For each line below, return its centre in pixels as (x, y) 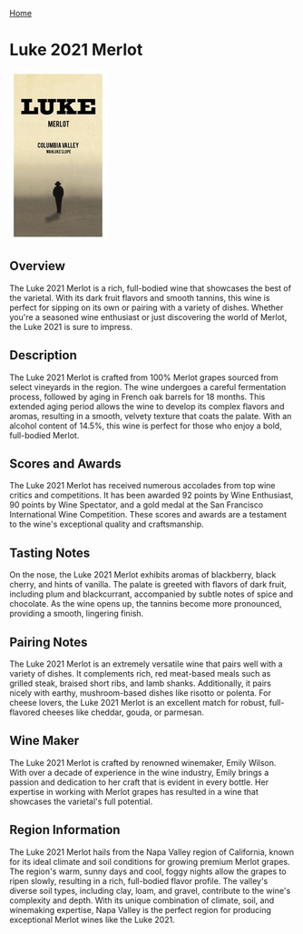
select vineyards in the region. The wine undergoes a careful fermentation (148, 387)
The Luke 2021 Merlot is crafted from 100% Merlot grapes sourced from (144, 377)
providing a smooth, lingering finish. (77, 614)
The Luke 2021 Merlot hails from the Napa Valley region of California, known (152, 852)
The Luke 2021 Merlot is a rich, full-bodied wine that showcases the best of (151, 288)
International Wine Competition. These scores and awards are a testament (148, 515)
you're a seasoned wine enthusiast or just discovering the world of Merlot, (148, 316)
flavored (25, 712)
